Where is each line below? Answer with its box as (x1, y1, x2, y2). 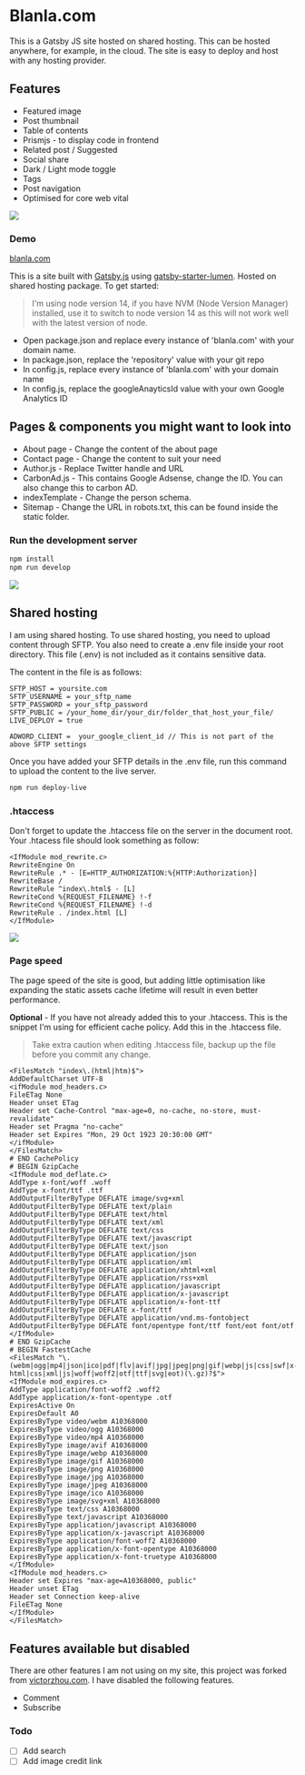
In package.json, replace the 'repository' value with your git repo (22, 354, 265, 365)
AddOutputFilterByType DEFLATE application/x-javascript (9, 1290, 230, 1299)
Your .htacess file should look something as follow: (9, 835, 200, 846)
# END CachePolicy (9, 1154, 79, 1163)
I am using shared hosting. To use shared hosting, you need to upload (9, 629, 271, 640)
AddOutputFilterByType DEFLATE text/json (9, 1242, 169, 1252)
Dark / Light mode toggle (22, 163, 116, 174)
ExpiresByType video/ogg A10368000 (9, 1425, 144, 1435)
